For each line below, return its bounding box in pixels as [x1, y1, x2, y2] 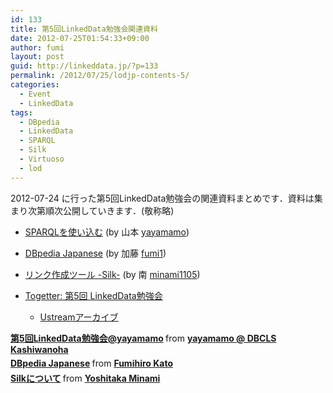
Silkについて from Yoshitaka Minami [10, 372, 161, 384]
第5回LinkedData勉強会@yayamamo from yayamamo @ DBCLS [10, 332, 277, 344]
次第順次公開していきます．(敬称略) [27, 204, 175, 216]
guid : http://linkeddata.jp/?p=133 [10, 61, 159, 71]
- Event [19, 89, 52, 99]
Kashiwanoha [10, 343, 69, 355]
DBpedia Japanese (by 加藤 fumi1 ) [24, 247, 167, 259]
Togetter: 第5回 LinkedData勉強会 [24, 289, 163, 301]
